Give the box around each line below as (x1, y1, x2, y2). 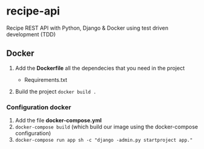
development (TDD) (6, 30, 56, 38)
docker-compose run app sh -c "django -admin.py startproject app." (15, 137, 193, 144)
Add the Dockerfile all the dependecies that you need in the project (15, 64, 185, 71)
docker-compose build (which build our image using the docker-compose (15, 123, 199, 131)
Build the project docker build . (15, 88, 96, 95)
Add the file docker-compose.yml (15, 117, 102, 124)
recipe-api (6, 4, 60, 18)
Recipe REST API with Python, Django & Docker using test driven (6, 24, 169, 31)
